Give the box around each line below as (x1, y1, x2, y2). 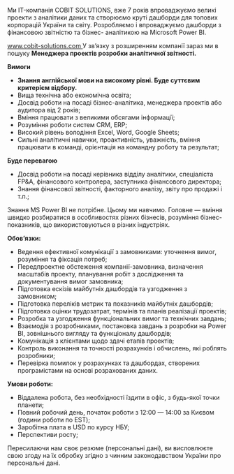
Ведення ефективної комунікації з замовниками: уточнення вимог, (17, 248, 217, 255)
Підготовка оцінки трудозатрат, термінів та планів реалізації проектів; (17, 307, 227, 315)
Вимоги (7, 63, 31, 71)
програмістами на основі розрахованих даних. (17, 366, 159, 374)
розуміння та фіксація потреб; (17, 255, 108, 263)
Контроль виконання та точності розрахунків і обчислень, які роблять (17, 344, 227, 352)
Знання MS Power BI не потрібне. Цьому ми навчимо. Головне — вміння (7, 206, 223, 214)
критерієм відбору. (17, 84, 78, 91)
